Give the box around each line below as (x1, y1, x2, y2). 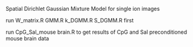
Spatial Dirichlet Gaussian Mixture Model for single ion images (5, 5, 160, 12)
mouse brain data (5, 35, 49, 42)
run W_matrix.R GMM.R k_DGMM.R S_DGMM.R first (5, 17, 134, 23)
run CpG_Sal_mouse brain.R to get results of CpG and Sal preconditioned (5, 28, 188, 36)
